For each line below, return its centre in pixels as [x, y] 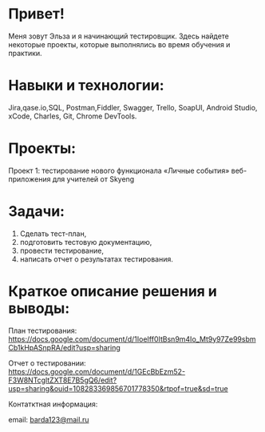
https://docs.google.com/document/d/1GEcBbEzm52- [97, 371]
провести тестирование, [61, 250]
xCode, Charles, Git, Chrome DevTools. [73, 116]
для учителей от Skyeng [93, 179]
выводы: [39, 308]
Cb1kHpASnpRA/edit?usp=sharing [65, 347]
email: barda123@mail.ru [49, 419]
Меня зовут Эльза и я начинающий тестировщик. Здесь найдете [119, 36]
